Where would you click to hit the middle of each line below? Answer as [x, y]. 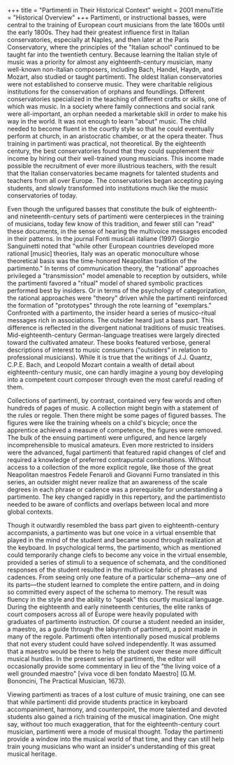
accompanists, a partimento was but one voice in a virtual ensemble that [112, 533]
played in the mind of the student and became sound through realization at [115, 540]
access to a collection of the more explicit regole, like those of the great [110, 467]
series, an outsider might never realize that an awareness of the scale [107, 482]
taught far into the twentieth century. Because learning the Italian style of [112, 54]
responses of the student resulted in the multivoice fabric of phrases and [112, 570]
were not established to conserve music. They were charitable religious [110, 84]
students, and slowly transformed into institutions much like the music [108, 188]
